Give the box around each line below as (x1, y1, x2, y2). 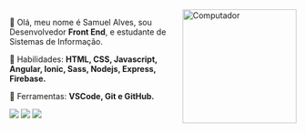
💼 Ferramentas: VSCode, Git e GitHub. (9, 91, 155, 101)
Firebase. (9, 73, 46, 84)
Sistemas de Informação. (9, 36, 103, 46)
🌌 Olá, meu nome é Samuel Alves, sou (9, 17, 152, 27)
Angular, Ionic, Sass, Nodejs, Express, (9, 64, 157, 74)
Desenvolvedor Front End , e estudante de (9, 26, 167, 37)
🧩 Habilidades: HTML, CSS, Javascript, (9, 54, 158, 65)
